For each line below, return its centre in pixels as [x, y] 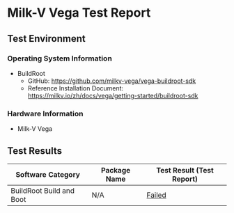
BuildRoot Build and [43, 191]
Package [116, 170]
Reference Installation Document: [76, 88]
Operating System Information [60, 58]
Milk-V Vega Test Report [79, 13]
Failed [156, 195]
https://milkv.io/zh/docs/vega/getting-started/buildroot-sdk [113, 95]
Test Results [35, 151]
